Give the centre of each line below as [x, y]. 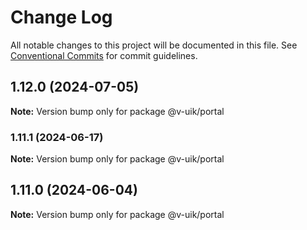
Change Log [61, 17]
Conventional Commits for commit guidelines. [104, 55]
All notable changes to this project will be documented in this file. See [154, 45]
